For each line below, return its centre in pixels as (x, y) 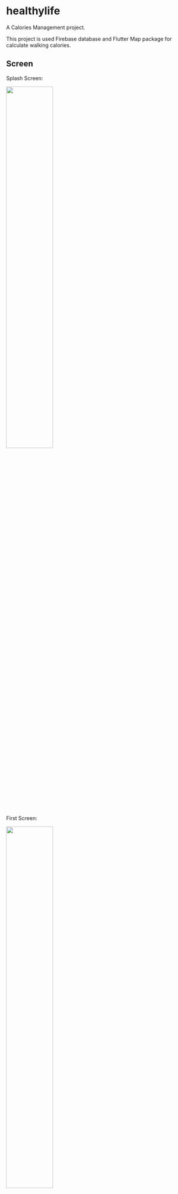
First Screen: (22, 818)
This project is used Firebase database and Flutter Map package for (89, 39)
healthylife (33, 11)
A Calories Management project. (46, 27)
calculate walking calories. (39, 45)
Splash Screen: (25, 78)
